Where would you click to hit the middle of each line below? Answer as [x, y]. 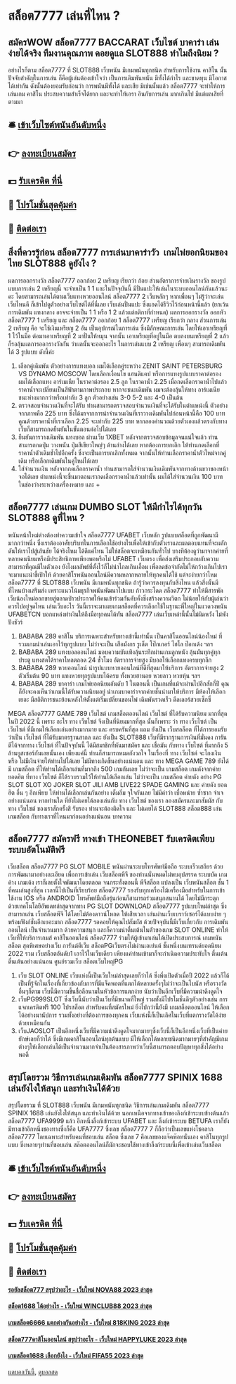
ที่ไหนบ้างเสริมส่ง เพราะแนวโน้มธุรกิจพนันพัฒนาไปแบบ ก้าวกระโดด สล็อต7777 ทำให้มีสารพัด [116, 590]
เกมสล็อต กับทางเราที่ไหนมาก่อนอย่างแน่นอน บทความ [70, 816]
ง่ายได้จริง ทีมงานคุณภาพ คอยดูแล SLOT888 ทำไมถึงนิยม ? [113, 53]
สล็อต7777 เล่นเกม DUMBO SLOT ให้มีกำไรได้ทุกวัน [105, 507]
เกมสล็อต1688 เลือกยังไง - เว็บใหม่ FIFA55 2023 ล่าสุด [76, 1356]
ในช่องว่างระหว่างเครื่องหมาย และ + [59, 484]
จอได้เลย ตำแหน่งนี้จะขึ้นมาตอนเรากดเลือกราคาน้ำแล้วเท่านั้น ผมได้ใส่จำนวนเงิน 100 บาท [120, 476]
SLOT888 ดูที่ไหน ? [46, 518]
